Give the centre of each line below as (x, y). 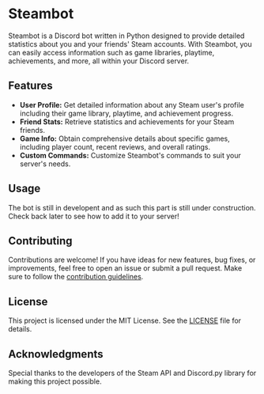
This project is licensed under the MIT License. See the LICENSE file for (125, 320)
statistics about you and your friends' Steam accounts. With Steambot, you (130, 44)
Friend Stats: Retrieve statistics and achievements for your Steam (127, 121)
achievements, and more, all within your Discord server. (99, 61)
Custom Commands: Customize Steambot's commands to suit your (130, 155)
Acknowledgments (56, 354)
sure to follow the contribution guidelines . (76, 277)
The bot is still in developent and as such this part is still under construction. (132, 207)
